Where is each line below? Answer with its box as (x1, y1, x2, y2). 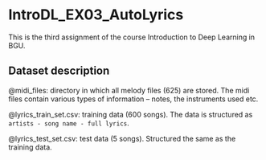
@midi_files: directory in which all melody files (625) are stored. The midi (8, 85, 250, 95)
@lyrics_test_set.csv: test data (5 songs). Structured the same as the (8, 133, 236, 143)
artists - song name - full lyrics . (8, 118, 130, 128)
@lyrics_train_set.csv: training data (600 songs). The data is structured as (8, 109, 253, 119)
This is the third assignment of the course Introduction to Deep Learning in (8, 32, 256, 42)
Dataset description (8, 64, 110, 78)
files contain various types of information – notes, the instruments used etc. (8, 94, 259, 104)
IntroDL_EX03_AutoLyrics (8, 6, 184, 24)
